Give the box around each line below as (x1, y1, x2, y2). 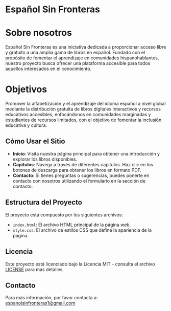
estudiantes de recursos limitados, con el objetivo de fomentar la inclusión (5, 117, 162, 123)
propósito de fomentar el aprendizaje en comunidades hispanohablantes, (5, 55, 159, 61)
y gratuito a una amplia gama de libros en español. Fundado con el (5, 50, 145, 56)
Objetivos (5, 83, 47, 95)
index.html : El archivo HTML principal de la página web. (12, 221, 131, 228)
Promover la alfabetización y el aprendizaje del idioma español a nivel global (5, 101, 166, 107)
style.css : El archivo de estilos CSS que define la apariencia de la (12, 227, 152, 233)
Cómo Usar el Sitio (5, 137, 65, 146)
